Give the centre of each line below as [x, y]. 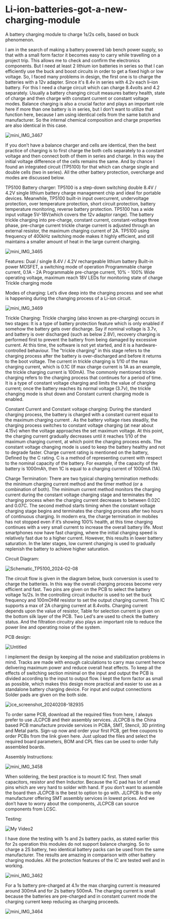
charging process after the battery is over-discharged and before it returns [83, 356]
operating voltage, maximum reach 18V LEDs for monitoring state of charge [84, 277]
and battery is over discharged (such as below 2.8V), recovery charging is [83, 334]
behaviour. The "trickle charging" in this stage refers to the [89, 350]
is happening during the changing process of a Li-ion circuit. [69, 298]
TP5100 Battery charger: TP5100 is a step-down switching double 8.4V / [81, 187]
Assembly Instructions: [29, 756]
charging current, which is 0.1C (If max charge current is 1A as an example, [83, 367]
